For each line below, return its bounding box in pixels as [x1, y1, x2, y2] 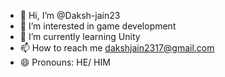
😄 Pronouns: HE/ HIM [19, 56, 111, 68]
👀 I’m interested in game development [19, 20, 177, 32]
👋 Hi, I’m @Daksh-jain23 [19, 10, 121, 21]
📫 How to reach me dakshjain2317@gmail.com [19, 42, 215, 54]
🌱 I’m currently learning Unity [19, 31, 141, 42]
